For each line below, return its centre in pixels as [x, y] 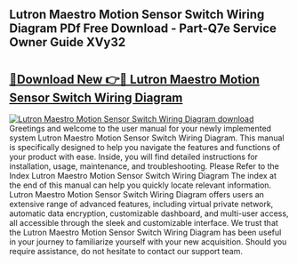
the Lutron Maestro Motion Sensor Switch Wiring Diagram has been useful [145, 232]
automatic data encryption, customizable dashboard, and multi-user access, [149, 213]
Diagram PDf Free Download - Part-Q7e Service [143, 29]
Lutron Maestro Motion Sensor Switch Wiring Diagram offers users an [137, 194]
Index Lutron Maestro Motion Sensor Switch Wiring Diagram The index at [143, 176]
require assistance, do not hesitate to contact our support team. [126, 251]
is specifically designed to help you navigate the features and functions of [145, 147]
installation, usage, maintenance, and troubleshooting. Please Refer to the [144, 166]
